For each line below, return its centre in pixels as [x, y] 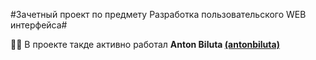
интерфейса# [39, 25]
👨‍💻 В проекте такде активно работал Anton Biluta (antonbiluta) [145, 44]
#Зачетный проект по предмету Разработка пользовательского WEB [158, 14]
